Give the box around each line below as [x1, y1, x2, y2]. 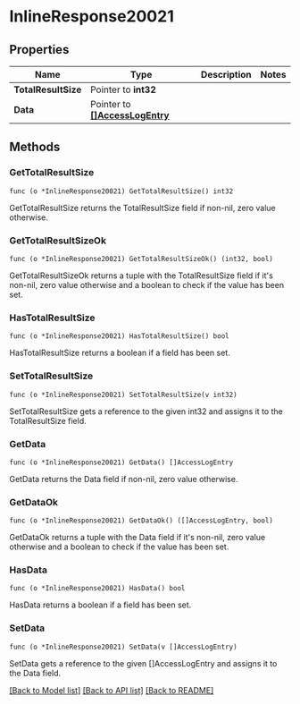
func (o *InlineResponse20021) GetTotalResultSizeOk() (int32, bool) [9, 254, 274, 263]
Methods [9, 140, 61, 155]
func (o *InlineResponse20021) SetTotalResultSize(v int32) [9, 390, 238, 399]
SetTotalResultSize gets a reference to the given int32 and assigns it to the [9, 405, 283, 417]
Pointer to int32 [90, 83, 156, 96]
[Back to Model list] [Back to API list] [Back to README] [9, 684, 214, 695]
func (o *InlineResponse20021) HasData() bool [9, 584, 186, 593]
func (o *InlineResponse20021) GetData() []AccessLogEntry [9, 458, 234, 467]
